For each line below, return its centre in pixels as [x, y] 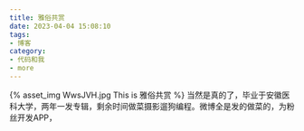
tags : [19, 34]
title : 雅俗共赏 [37, 18]
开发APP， [37, 117]
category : [28, 51]
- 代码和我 [27, 60]
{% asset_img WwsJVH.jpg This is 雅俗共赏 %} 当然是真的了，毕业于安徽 [146, 95]
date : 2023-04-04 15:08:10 [60, 26]
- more [22, 69]
